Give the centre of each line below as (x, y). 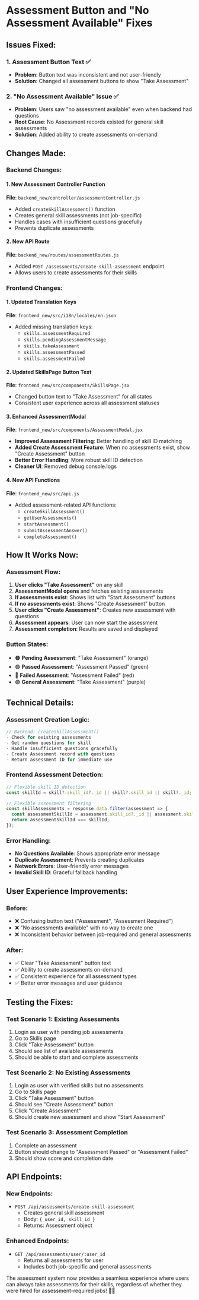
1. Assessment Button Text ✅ (49, 62)
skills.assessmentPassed (54, 353)
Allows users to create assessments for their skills (76, 272)
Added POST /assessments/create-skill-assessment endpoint (89, 266)
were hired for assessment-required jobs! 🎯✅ (61, 1290)
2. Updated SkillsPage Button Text (49, 372)
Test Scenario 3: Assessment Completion (67, 1133)
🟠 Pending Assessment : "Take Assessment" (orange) (81, 657)
